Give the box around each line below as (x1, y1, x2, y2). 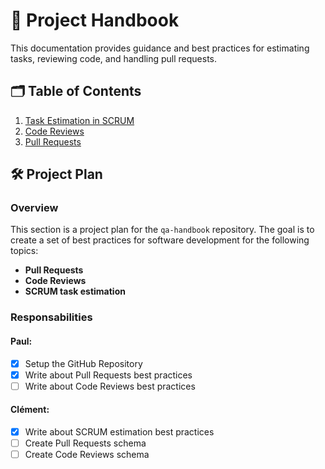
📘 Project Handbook (10, 9, 180, 32)
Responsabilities (10, 310, 93, 324)
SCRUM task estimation (24, 285, 126, 298)
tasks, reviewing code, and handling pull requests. (10, 52, 218, 64)
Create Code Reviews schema (24, 449, 150, 461)
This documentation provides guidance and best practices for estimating (10, 42, 310, 54)
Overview (10, 201, 59, 215)
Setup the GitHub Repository (24, 357, 143, 369)
